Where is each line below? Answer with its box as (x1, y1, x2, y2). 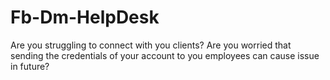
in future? (10, 60, 50, 72)
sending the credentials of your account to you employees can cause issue (10, 49, 320, 61)
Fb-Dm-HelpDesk (10, 6, 160, 29)
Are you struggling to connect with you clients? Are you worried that (10, 39, 292, 51)
